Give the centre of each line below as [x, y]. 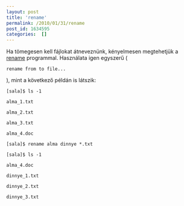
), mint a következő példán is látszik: [51, 80]
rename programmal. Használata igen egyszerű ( [67, 58]
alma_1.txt [20, 102]
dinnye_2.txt [23, 187]
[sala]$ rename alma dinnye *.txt [50, 144]
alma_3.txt [20, 123]
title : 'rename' [27, 18]
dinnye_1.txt [23, 176]
